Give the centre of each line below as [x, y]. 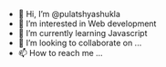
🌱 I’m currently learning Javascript [83, 33]
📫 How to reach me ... [60, 53]
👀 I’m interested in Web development [87, 24]
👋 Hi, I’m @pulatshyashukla [69, 14]
